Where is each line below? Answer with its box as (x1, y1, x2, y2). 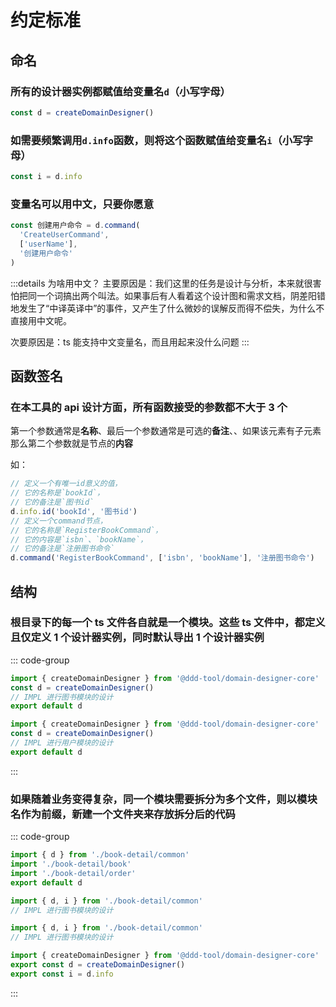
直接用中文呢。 (10, 314, 72, 326)
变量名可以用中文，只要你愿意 (10, 197, 155, 211)
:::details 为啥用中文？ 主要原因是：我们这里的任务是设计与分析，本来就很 (10, 277, 313, 289)
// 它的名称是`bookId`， (10, 488, 105, 498)
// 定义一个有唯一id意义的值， (10, 479, 123, 489)
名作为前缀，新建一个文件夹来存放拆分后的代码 (10, 807, 236, 821)
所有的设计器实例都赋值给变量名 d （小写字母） (10, 84, 231, 98)
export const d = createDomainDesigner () (10, 960, 186, 970)
